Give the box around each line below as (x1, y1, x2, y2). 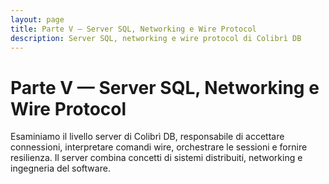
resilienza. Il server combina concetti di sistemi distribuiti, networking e (10, 152, 303, 164)
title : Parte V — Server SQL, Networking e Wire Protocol (10, 24, 257, 34)
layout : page (10, 14, 65, 25)
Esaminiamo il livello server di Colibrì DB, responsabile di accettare (10, 131, 285, 143)
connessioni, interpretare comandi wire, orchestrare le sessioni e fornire (10, 141, 308, 153)
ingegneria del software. (10, 162, 111, 175)
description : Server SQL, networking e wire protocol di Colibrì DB (10, 33, 302, 43)
